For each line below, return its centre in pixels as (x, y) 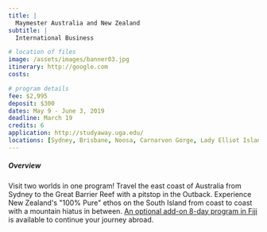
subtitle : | (28, 30)
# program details (39, 88)
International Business (54, 38)
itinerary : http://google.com (58, 67)
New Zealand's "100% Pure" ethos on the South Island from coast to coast (130, 203)
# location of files (43, 52)
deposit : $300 (32, 103)
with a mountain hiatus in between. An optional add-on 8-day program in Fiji (133, 211)
